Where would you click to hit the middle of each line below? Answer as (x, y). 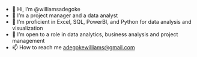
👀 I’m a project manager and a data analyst (65, 15)
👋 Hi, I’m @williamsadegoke (46, 9)
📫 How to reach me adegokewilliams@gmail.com (73, 47)
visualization (27, 28)
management (28, 41)
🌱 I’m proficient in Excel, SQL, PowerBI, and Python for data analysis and (102, 22)
